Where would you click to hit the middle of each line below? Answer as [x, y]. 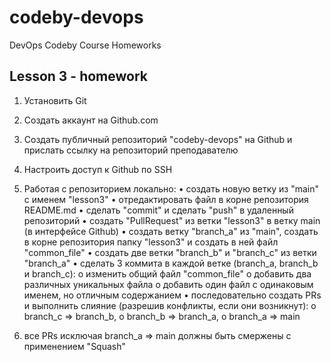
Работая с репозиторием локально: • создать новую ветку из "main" [171, 188]
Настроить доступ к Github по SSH [98, 169]
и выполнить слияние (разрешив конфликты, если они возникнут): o [170, 305]
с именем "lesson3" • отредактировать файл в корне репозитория [166, 199]
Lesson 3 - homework [79, 76]
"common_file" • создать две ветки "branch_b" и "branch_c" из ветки [170, 252]
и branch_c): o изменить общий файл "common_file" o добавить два [167, 273]
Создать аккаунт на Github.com [91, 120]
